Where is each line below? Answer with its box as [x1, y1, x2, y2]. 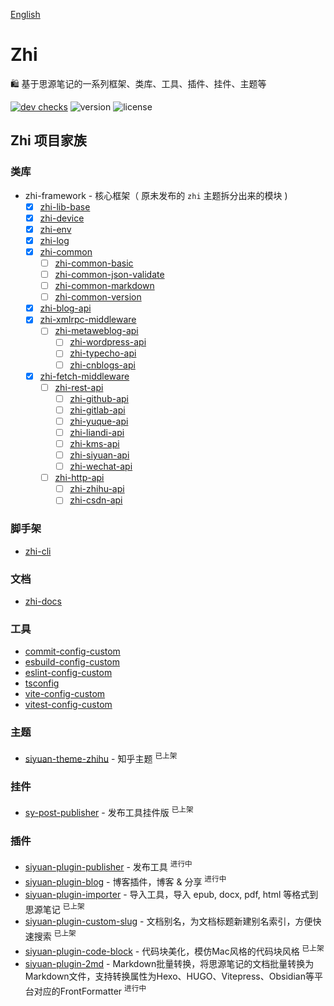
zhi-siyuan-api [69, 449, 130, 461]
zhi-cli [24, 545, 52, 557]
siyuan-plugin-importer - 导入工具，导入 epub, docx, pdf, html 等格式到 [24, 888, 319, 900]
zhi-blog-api [39, 302, 92, 314]
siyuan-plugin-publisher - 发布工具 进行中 [24, 859, 193, 873]
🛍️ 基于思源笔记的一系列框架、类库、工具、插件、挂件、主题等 [10, 77, 267, 89]
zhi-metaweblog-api [54, 325, 139, 337]
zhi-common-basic [54, 257, 134, 269]
